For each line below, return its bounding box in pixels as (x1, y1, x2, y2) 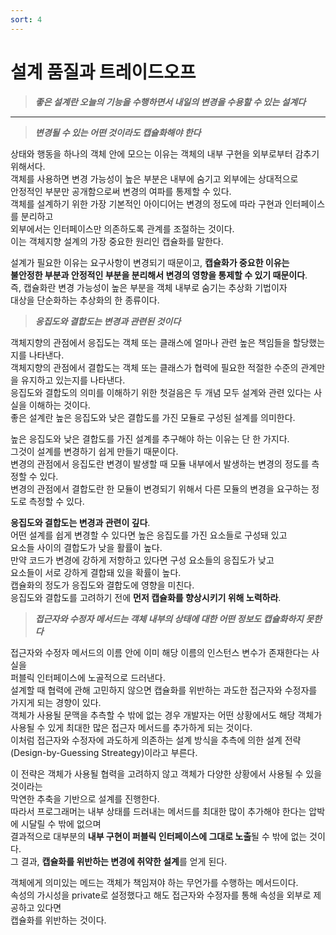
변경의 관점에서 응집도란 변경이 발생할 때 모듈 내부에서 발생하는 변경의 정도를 (10, 457, 310, 470)
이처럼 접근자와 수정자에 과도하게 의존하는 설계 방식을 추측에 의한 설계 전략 (10, 734, 302, 746)
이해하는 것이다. (28, 399, 91, 411)
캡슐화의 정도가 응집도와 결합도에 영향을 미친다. (10, 579, 195, 591)
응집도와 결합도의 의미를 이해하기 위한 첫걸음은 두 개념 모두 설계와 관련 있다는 (10, 386, 312, 398)
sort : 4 (10, 14, 43, 25)
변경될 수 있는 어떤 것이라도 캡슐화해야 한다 (34, 126, 202, 138)
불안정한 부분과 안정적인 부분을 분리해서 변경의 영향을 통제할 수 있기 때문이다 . (10, 269, 308, 281)
